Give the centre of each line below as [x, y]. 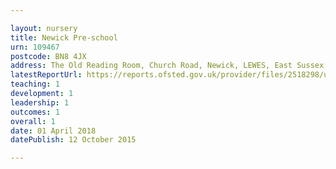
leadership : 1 [40, 102]
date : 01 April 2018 [53, 131]
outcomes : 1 [35, 112]
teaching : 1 [35, 84]
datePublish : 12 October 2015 [73, 140]
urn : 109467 [35, 47]
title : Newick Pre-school [64, 37]
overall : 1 [33, 121]
